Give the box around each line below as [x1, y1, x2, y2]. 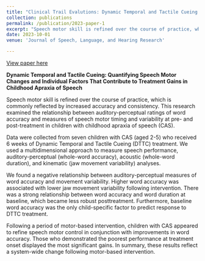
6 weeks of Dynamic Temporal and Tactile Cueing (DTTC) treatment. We [6, 140, 188, 147]
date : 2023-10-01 [6, 32, 51, 38]
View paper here [6, 59, 48, 66]
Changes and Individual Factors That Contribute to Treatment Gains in [6, 77, 188, 85]
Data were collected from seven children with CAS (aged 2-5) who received [6, 134, 197, 141]
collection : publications [6, 15, 72, 21]
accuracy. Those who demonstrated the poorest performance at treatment [6, 235, 194, 242]
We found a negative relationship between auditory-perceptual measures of [6, 171, 197, 179]
